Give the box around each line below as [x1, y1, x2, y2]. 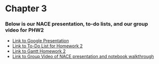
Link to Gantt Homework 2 [12, 48, 66, 54]
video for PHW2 [5, 27, 44, 33]
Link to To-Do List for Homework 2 [12, 43, 83, 49]
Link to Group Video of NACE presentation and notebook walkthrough [12, 54, 154, 60]
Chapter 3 [5, 3, 47, 14]
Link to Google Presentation [12, 38, 69, 44]
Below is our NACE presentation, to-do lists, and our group [5, 21, 148, 28]
